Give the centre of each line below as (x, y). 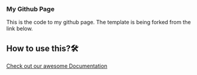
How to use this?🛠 (43, 48)
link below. (20, 28)
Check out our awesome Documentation (57, 66)
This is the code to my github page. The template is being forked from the (99, 22)
